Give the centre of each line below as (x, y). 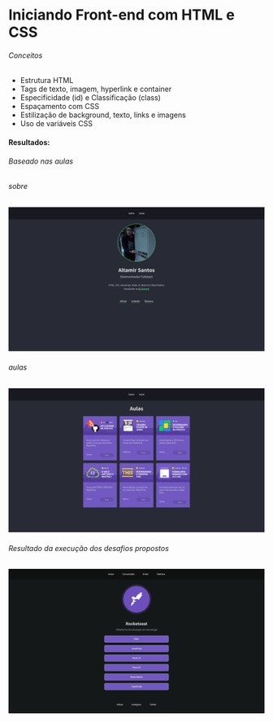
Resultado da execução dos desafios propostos (89, 548)
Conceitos (26, 55)
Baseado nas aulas (41, 161)
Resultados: (29, 142)
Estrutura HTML (47, 81)
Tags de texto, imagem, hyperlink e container (96, 89)
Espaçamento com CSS (60, 107)
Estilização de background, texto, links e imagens (103, 115)
